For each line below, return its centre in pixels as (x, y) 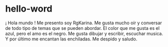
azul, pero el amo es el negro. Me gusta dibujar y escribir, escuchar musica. (84, 33)
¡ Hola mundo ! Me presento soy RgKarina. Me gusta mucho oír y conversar (84, 23)
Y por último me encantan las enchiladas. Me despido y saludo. (71, 39)
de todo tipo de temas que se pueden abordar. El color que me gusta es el (82, 28)
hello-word (29, 9)
